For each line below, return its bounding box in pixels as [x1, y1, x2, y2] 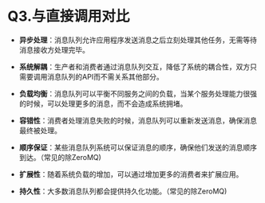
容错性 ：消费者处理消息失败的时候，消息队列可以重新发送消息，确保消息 [18, 115, 257, 125]
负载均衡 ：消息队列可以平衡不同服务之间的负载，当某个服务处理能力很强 [18, 88, 257, 98]
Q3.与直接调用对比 [7, 7, 130, 25]
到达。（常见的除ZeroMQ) [18, 152, 101, 162]
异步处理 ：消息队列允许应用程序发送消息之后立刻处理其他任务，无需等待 [18, 35, 257, 45]
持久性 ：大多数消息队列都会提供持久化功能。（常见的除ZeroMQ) [18, 186, 227, 196]
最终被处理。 [18, 125, 61, 135]
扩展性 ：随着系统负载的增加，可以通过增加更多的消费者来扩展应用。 [18, 169, 243, 179]
